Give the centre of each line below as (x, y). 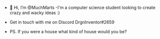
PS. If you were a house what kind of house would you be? (68, 31)
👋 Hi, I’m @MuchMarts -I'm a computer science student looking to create (82, 8)
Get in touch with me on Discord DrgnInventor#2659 (62, 22)
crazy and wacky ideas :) (35, 13)
